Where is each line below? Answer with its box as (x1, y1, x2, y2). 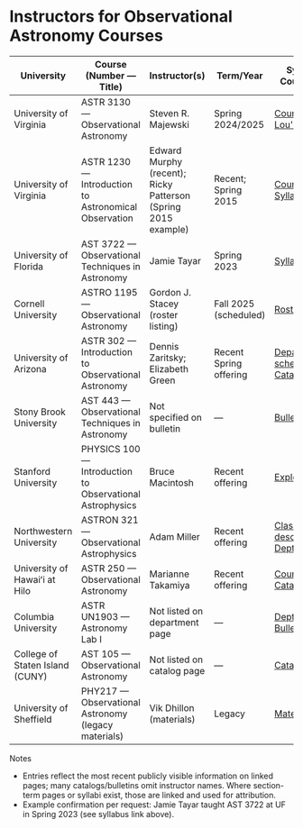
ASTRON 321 (80, 514, 139, 526)
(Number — (85, 69, 137, 82)
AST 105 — (80, 647, 131, 660)
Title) (98, 80, 124, 93)
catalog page (149, 664, 206, 677)
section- (252, 779, 285, 790)
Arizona (14, 362, 47, 375)
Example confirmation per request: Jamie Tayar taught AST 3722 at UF (22, 799, 287, 810)
